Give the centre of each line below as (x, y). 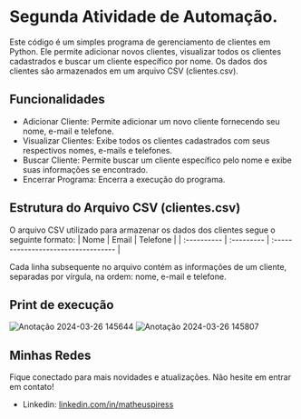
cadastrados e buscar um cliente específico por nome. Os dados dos (138, 61)
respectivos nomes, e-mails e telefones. (97, 150)
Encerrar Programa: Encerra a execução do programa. (124, 179)
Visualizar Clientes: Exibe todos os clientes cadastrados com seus (146, 140)
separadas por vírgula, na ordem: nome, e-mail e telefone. (118, 276)
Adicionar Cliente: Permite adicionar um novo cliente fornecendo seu (151, 121)
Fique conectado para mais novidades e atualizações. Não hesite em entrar (150, 377)
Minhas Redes (50, 355)
